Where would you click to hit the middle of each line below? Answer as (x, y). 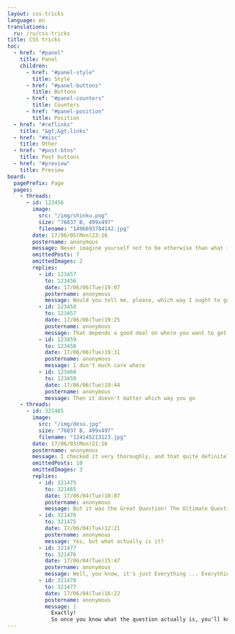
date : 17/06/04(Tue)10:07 (82, 496)
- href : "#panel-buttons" (63, 85)
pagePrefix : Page (39, 183)
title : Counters (56, 105)
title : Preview (42, 170)
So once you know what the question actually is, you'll (136, 620)
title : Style (51, 79)
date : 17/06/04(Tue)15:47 (82, 561)
